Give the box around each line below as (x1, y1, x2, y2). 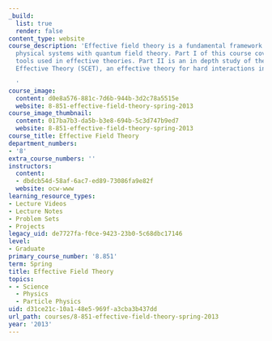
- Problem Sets (8, 215, 60, 223)
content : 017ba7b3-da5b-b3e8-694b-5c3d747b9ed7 (15, 117, 180, 126)
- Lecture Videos (8, 199, 67, 207)
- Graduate (8, 245, 45, 254)
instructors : (8, 162, 53, 170)
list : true (15, 19, 53, 28)
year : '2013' (8, 320, 53, 328)
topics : (8, 275, 35, 283)
